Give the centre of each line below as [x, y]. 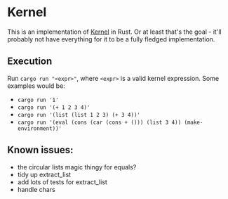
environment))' [40, 128]
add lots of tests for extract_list [62, 182]
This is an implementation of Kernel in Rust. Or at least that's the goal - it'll [115, 32]
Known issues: [40, 150]
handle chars [36, 189]
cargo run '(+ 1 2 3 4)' [54, 107]
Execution [30, 62]
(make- [194, 122]
